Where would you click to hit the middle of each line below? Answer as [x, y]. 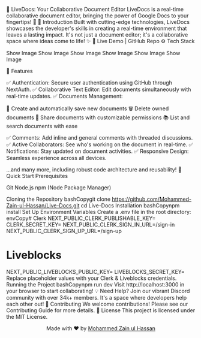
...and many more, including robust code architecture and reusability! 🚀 [94, 170]
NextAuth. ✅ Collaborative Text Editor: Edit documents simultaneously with [99, 89]
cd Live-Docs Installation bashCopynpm [130, 206]
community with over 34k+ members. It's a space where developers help [97, 297]
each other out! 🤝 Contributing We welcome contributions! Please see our [97, 304]
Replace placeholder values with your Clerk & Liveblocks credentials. [91, 278]
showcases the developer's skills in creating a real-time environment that [97, 28]
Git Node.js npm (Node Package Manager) [59, 188]
